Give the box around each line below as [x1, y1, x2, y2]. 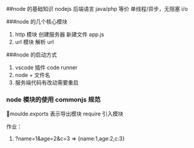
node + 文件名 [14, 72, 51, 78]
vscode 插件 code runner [14, 64, 78, 71]
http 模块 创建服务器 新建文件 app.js [14, 31, 104, 38]
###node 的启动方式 [6, 51, 57, 58]
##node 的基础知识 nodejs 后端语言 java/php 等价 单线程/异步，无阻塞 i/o [6, 5, 188, 12]
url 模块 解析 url [14, 39, 54, 45]
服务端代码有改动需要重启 [14, 79, 79, 86]
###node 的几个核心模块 [6, 18, 67, 25]
